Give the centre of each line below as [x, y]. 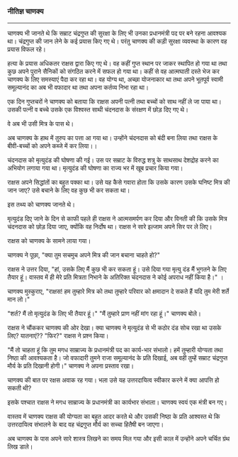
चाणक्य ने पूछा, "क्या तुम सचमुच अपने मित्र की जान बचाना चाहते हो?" [84, 255]
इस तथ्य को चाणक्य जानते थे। [41, 204]
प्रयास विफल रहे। [27, 50]
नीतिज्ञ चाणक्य [25, 11]
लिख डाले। [20, 447]
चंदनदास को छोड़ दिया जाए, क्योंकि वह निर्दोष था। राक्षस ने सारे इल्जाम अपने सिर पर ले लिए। [110, 227]
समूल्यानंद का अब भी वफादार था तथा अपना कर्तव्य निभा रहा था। [78, 87]
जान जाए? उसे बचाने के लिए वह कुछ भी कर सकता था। [69, 190]
